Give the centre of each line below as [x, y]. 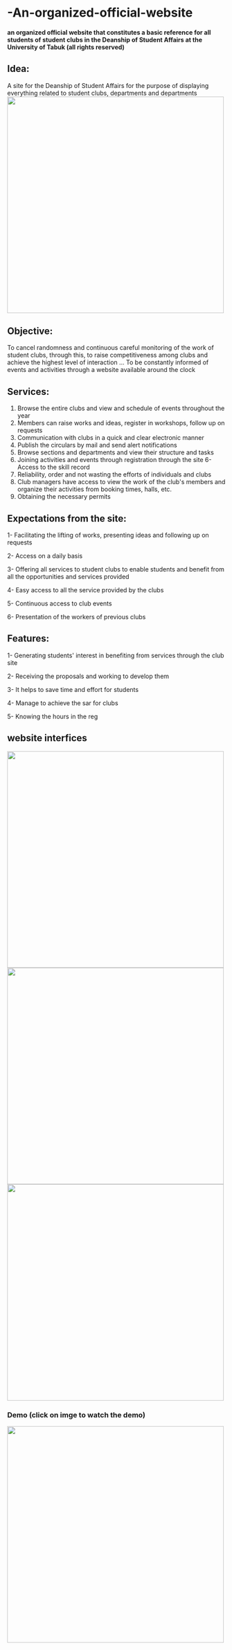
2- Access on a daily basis [45, 556]
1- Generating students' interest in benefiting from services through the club [116, 655]
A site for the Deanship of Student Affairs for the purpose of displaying [108, 85]
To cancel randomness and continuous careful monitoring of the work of [111, 348]
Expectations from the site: [67, 518]
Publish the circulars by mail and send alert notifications [97, 445]
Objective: [30, 331]
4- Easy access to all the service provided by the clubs [86, 590]
